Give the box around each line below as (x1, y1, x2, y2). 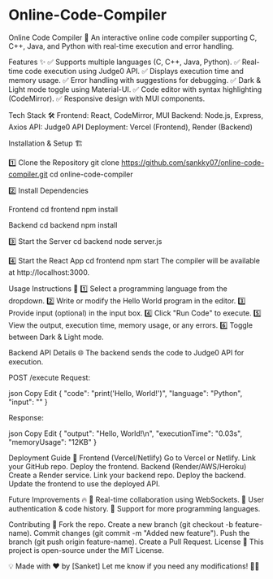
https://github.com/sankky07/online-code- (121, 157, 265, 168)
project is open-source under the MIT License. (8, 545, 164, 555)
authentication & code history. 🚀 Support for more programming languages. (8, 503, 261, 513)
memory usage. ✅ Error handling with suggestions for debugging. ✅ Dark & (8, 75, 262, 85)
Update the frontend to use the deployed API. (8, 478, 161, 489)
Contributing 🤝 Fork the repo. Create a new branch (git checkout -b (8, 519, 234, 529)
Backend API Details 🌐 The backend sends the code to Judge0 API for (8, 347, 245, 357)
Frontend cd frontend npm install (8, 204, 119, 214)
